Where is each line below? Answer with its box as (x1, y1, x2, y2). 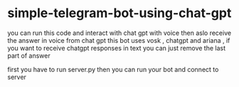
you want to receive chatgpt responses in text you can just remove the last (7, 43, 226, 52)
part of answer (7, 51, 51, 60)
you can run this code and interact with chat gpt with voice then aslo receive (7, 29, 232, 37)
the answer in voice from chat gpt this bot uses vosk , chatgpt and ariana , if (7, 36, 230, 44)
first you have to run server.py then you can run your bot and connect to (7, 65, 219, 73)
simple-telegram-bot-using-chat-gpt (7, 5, 232, 21)
